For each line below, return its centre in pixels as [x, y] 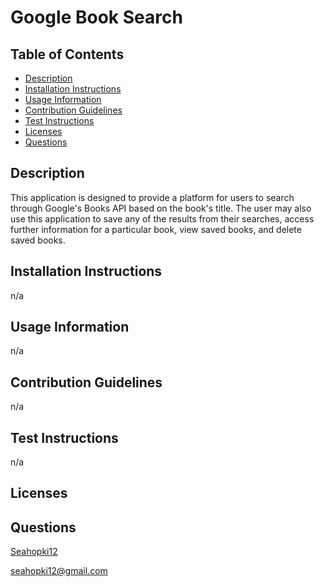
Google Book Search [96, 17]
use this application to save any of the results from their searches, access [162, 218]
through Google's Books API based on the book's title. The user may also [161, 208]
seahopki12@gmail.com [59, 571]
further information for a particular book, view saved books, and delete [156, 229]
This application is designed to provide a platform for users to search [152, 197]
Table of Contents [67, 54]
